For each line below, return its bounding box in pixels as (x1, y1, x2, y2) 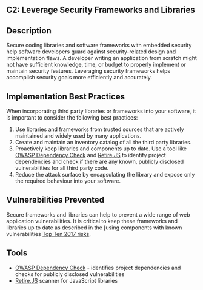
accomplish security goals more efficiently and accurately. (6, 74, 153, 81)
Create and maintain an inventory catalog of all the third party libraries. (15, 139, 192, 146)
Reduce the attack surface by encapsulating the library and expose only (15, 171, 195, 178)
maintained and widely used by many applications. (15, 132, 142, 140)
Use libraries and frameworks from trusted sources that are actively (15, 126, 184, 133)
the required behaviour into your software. (15, 177, 121, 184)
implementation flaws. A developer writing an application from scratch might (6, 55, 197, 62)
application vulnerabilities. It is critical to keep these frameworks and (6, 217, 178, 224)
